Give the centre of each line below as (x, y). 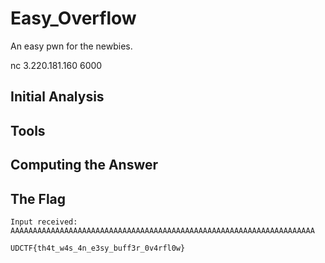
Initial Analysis (57, 97)
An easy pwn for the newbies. (71, 46)
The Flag (38, 198)
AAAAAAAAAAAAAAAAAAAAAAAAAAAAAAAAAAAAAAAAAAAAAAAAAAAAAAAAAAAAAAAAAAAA (162, 230)
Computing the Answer (84, 165)
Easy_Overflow (73, 18)
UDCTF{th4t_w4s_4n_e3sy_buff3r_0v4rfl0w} (98, 248)
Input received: (44, 222)
